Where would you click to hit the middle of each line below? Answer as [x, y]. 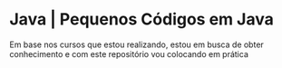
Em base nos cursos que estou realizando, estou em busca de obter [137, 44]
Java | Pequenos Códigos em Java [141, 19]
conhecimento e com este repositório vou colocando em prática [129, 53]
